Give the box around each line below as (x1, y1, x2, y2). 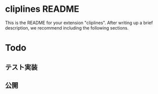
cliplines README (5, 3, 80, 15)
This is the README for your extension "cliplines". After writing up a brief (5, 20, 153, 26)
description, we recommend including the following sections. (5, 25, 129, 31)
